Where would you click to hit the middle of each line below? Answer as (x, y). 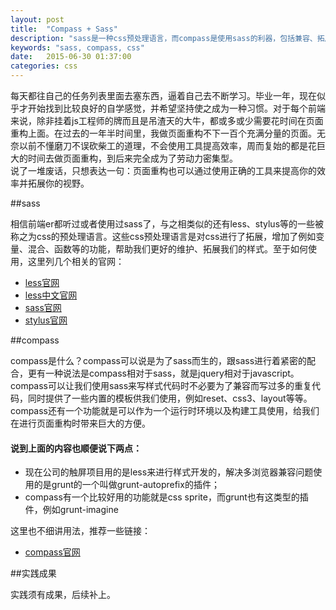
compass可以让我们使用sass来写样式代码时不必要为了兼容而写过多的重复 (161, 385)
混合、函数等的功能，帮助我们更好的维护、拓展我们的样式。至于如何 (167, 249)
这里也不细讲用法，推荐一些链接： (80, 531)
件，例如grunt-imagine (71, 510)
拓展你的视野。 (58, 183)
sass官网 (43, 307)
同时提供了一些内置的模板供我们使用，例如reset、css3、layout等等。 (170, 398)
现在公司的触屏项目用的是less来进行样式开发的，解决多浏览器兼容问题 (169, 472)
